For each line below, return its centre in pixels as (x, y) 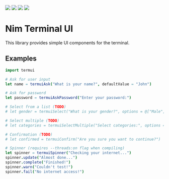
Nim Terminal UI (39, 29)
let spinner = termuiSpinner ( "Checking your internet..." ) (68, 153)
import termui (20, 70)
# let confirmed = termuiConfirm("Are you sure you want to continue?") (83, 139)
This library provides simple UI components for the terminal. (67, 42)
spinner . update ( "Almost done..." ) (41, 158)
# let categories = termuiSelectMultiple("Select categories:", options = (85, 125)
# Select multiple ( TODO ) (32, 121)
